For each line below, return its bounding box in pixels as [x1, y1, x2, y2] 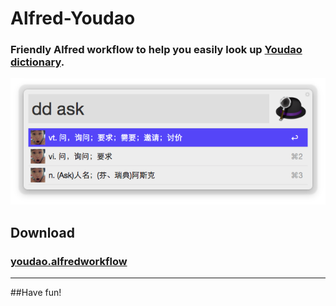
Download [10, 224, 75, 241]
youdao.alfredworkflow [10, 254, 128, 268]
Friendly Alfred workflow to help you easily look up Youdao [10, 43, 303, 57]
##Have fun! [10, 287, 62, 299]
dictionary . [10, 55, 65, 69]
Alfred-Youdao [10, 7, 136, 30]
